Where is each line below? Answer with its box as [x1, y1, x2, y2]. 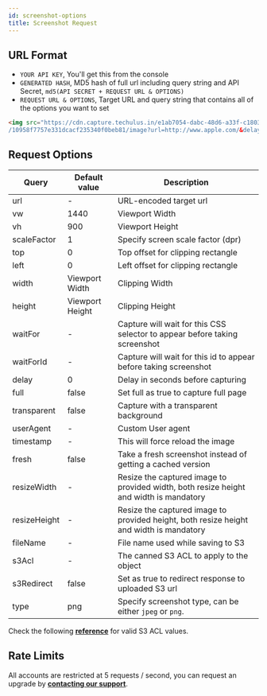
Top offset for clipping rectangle [118, 247, 238, 258]
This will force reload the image [118, 435, 235, 446]
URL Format [8, 49, 68, 62]
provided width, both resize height [118, 481, 246, 492]
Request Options [8, 148, 93, 161]
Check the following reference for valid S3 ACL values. [8, 626, 189, 636]
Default [74, 172, 103, 183]
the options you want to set [19, 103, 110, 113]
